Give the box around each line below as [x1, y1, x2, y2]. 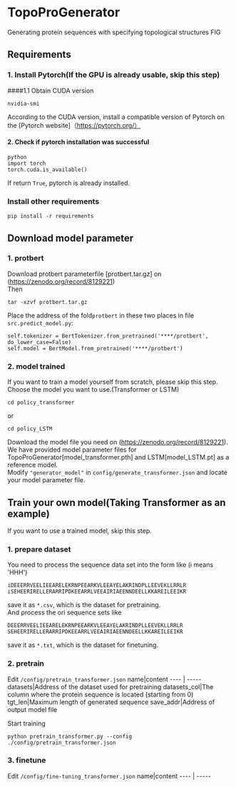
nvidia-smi [7, 100, 40, 107]
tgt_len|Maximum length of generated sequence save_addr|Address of [7, 697, 215, 706]
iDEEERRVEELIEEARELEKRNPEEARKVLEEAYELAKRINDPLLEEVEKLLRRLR [7, 582, 187, 589]
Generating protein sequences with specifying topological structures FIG [7, 28, 221, 36]
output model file [7, 705, 58, 714]
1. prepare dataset [7, 544, 71, 554]
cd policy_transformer [7, 399, 75, 407]
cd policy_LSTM [7, 425, 53, 432]
